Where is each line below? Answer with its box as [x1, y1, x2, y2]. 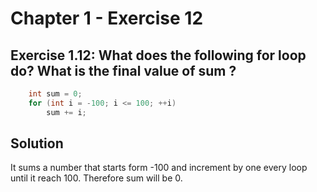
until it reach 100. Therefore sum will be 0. [10, 172, 183, 184]
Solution [10, 135, 64, 152]
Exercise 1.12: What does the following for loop [10, 47, 307, 64]
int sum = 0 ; [28, 89, 83, 99]
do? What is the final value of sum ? [10, 62, 237, 79]
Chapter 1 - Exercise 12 [10, 7, 204, 30]
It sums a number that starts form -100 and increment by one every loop [10, 162, 308, 174]
